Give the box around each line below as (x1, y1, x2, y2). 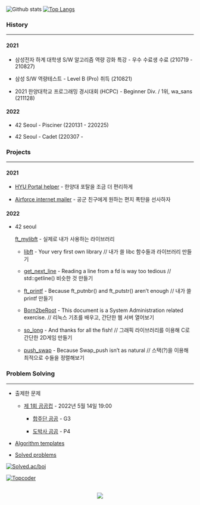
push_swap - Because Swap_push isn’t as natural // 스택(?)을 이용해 (23, 347, 189, 354)
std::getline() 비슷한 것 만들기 (23, 275, 93, 282)
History (6, 20, 29, 29)
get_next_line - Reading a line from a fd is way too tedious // (23, 268, 171, 275)
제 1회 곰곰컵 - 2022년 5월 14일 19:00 (23, 402, 112, 409)
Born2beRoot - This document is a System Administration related (23, 307, 183, 314)
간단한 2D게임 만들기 (23, 334, 73, 341)
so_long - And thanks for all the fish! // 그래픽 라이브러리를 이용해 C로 (23, 326, 190, 334)
